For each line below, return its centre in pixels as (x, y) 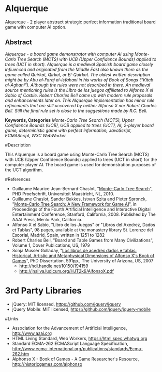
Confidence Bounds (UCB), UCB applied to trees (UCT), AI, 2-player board (79, 125)
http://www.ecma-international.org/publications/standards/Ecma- (77, 348)
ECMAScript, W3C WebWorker (36, 135)
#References (18, 179)
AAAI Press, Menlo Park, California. (47, 219)
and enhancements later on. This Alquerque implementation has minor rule (80, 100)
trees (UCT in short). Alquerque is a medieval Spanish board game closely (79, 64)
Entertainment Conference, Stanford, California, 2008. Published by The (84, 214)
